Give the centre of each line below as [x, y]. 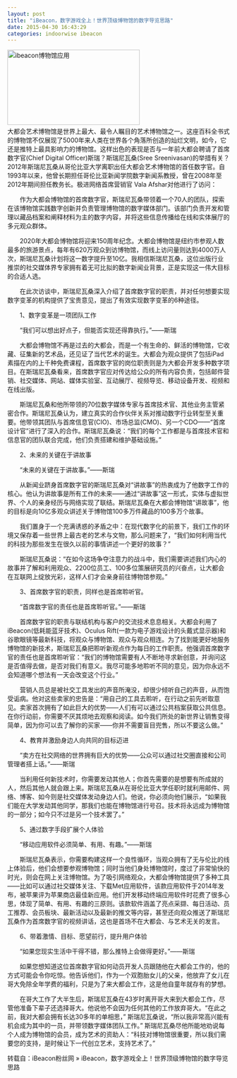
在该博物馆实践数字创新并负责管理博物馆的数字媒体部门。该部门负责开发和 [115, 209]
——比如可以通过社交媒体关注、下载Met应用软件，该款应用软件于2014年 [113, 886]
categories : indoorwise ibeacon [55, 34]
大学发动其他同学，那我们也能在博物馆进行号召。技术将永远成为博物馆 [128, 806]
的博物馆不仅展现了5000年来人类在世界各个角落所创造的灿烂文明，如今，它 [117, 140]
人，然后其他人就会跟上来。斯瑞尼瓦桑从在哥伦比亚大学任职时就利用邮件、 [115, 788]
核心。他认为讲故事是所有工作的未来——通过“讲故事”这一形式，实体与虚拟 [115, 494]
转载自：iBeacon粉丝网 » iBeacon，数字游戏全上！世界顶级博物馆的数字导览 [118, 1058]
